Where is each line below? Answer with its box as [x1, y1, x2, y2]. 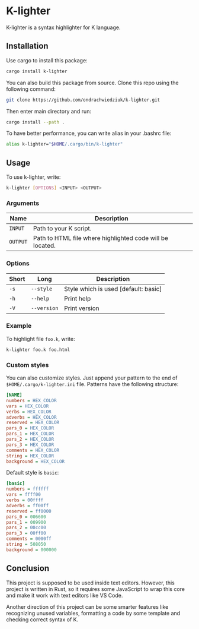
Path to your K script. [33, 225, 92, 233]
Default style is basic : [6, 469, 59, 476]
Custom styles [6, 361, 49, 369]
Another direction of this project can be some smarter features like [6, 603, 169, 610]
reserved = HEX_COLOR [6, 420, 60, 426]
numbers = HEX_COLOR [6, 397, 57, 403]
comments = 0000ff [6, 536, 52, 542]
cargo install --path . [6, 119, 65, 125]
